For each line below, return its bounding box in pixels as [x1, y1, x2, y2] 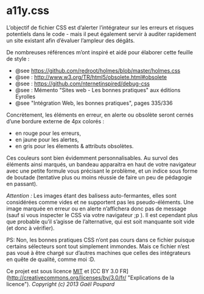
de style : [6, 55, 30, 62]
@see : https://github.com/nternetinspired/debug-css [15, 80, 150, 87]
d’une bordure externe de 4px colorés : [6, 117, 105, 125]
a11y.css [6, 4, 50, 18]
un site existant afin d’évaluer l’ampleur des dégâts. [6, 37, 135, 44]
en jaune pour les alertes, [15, 135, 79, 143]
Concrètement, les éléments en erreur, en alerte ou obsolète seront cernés [6, 111, 194, 118]
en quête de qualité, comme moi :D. [6, 256, 96, 263]
